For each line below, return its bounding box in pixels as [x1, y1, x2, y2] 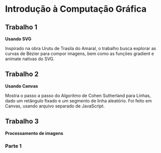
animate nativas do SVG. [5, 56, 55, 62]
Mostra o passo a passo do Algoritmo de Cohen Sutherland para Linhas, [5, 92, 151, 99]
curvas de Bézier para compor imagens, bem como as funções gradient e [5, 51, 154, 56]
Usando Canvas [5, 83, 38, 89]
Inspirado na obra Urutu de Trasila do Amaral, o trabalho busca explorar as [5, 46, 156, 51]
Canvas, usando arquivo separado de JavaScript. [5, 103, 105, 109]
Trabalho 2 [5, 70, 39, 78]
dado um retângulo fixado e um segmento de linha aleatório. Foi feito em [5, 98, 152, 103]
